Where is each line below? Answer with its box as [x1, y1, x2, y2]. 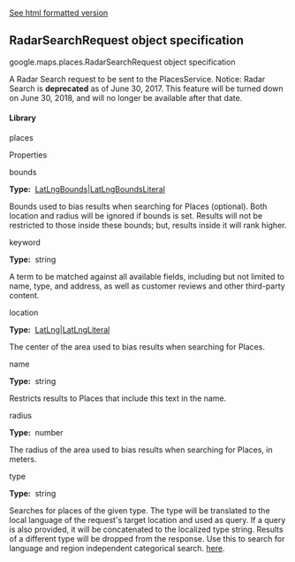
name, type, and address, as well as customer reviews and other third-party [9, 281, 285, 291]
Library [9, 112, 37, 123]
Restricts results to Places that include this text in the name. [9, 393, 227, 404]
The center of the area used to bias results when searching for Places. [9, 342, 265, 352]
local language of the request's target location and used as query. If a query [9, 515, 286, 526]
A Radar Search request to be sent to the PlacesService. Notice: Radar [9, 73, 266, 84]
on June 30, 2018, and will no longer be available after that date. [9, 92, 243, 103]
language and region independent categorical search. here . [9, 543, 225, 554]
